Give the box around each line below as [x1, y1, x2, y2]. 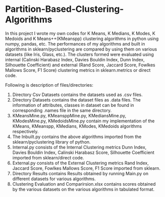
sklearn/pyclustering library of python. [12, 139, 91, 145]
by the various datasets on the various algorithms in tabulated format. [12, 186, 155, 192]
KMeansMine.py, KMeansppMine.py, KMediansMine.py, [12, 112, 126, 118]
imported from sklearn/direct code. [12, 154, 84, 160]
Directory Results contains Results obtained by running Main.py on [12, 170, 149, 176]
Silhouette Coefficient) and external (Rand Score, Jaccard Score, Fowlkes [5, 62, 156, 68]
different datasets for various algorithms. [12, 176, 96, 182]
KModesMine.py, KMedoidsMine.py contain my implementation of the [12, 118, 155, 124]
